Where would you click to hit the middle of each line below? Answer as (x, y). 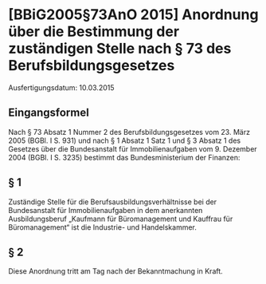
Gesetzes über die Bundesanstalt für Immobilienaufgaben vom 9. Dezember (133, 148)
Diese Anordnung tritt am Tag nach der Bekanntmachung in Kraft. (115, 271)
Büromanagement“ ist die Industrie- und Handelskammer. (103, 227)
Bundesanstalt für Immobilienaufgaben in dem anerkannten (106, 210)
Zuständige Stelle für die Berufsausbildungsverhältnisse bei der (113, 202)
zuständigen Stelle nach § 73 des (120, 49)
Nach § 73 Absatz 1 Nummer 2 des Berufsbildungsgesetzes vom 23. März (129, 132)
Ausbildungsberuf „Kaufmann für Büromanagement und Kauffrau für (121, 219)
